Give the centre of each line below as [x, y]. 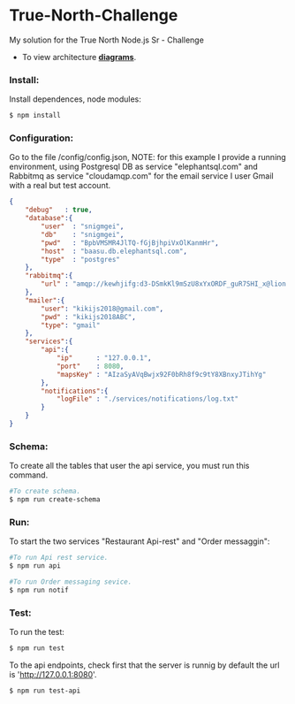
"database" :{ [49, 218]
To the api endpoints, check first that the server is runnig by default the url [144, 665]
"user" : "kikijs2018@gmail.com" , [102, 309]
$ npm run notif [39, 590]
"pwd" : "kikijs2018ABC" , [89, 317]
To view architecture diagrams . [79, 57]
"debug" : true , [59, 210]
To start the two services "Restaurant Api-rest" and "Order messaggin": [140, 541]
